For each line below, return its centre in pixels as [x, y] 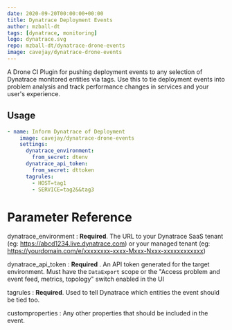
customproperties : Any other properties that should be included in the [108, 313]
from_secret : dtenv [60, 157]
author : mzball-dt [34, 26]
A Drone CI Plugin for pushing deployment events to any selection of [105, 72]
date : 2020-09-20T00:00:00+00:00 [55, 13]
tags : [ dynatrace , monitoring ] [52, 33]
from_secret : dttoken [63, 170]
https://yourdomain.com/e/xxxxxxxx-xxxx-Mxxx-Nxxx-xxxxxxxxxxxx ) [106, 251]
